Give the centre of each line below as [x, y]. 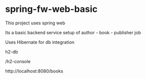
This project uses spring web [35, 23]
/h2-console [18, 61]
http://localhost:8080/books [34, 71]
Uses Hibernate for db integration [40, 42]
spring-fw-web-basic [51, 9]
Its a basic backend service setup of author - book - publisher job [73, 32]
